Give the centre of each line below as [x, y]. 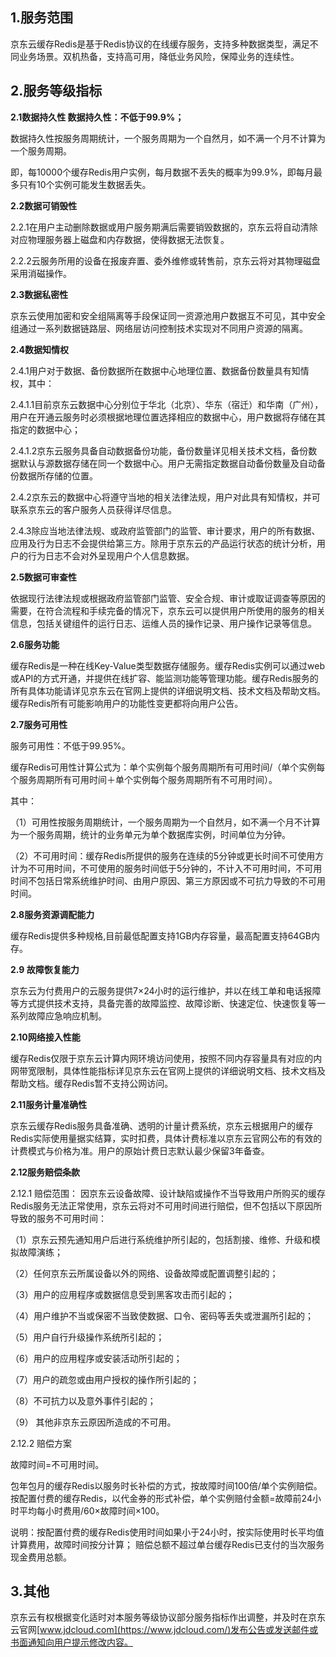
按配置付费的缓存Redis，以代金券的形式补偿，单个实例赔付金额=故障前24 [161, 1498]
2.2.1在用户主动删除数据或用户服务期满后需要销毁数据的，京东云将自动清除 [164, 227]
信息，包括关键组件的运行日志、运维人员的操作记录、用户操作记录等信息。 [163, 623]
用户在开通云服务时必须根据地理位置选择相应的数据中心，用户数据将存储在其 [168, 417]
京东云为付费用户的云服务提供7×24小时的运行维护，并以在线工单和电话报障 [166, 990]
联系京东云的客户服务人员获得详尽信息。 [93, 509]
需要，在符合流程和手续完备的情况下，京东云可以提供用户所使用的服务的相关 [168, 610]
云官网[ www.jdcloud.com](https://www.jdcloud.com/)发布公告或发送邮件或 [164, 1630]
